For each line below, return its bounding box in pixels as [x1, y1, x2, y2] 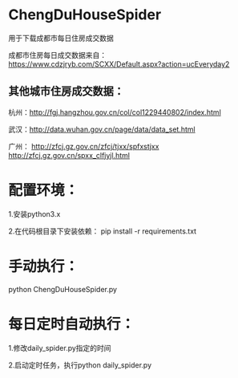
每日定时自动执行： [8, 315, 135, 333]
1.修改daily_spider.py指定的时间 [8, 343, 111, 352]
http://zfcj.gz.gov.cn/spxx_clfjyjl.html [8, 150, 131, 160]
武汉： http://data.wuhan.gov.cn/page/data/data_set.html [8, 124, 196, 134]
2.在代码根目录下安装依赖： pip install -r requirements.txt [8, 226, 197, 236]
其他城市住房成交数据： [8, 84, 124, 98]
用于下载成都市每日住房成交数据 [8, 33, 114, 43]
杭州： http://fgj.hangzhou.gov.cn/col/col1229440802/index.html [8, 107, 222, 117]
